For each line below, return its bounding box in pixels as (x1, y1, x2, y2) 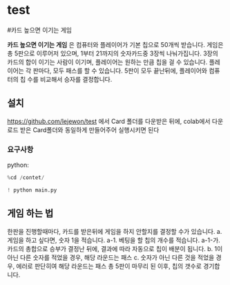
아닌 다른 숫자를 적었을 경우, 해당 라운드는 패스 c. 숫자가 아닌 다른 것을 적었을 (7, 253, 215, 261)
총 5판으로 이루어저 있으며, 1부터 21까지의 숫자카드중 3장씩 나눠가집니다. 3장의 (7, 49, 219, 57)
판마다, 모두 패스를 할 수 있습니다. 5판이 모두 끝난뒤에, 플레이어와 (32, 66, 207, 75)
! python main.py (7, 186, 57, 194)
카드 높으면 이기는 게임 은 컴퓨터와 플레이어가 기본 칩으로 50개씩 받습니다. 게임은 (7, 40, 224, 48)
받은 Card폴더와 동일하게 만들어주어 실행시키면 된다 (19, 125, 160, 134)
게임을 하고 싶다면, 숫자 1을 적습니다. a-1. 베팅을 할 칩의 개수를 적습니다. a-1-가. (7, 236, 221, 244)
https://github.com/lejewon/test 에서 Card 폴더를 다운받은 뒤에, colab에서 (7, 117, 211, 125)
